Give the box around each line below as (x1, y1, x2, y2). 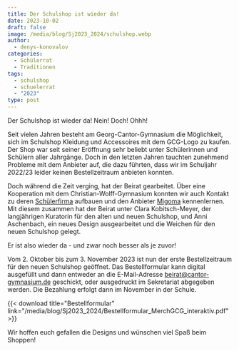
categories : (7, 51, 43, 58)
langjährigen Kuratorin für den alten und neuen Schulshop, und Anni (7, 212, 208, 220)
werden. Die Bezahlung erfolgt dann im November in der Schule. (7, 285, 197, 293)
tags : (7, 70, 24, 77)
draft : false (7, 24, 46, 31)
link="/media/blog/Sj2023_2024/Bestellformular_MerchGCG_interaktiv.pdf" (7, 307, 229, 315)
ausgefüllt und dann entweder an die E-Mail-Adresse (7, 270, 163, 278)
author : (7, 37, 31, 44)
